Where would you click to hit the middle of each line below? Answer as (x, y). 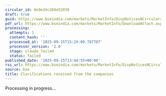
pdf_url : (14, 24)
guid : (11, 19)
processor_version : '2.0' (36, 47)
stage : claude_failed (32, 51)
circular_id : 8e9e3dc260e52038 (37, 10)
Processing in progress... (30, 88)
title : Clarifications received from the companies (59, 74)
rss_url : (14, 65)
